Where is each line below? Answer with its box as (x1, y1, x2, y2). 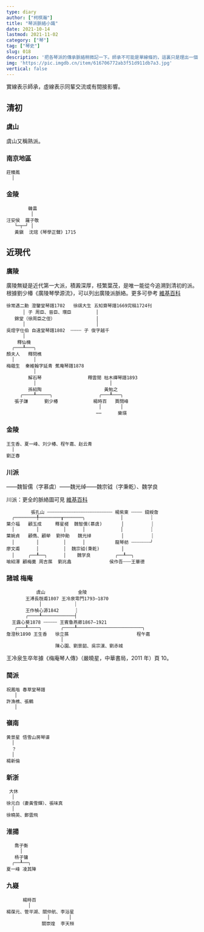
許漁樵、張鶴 (6, 699, 34, 705)
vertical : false (6, 65, 47, 72)
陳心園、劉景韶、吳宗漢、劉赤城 (55, 643, 123, 649)
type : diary (6, 9, 36, 15)
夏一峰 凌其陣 (6, 866, 36, 872)
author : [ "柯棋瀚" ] (6, 15, 53, 21)
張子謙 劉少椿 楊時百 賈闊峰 (14, 399, 129, 405)
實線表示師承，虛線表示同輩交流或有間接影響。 (6, 83, 123, 90)
